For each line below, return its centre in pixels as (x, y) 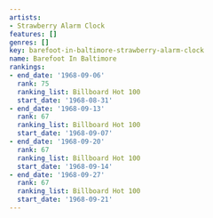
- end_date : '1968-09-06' (57, 76)
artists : (25, 17)
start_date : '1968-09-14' (65, 166)
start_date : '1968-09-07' (65, 133)
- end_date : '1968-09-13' (57, 109)
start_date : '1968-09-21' (65, 200)
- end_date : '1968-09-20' (57, 141)
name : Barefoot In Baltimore (63, 59)
